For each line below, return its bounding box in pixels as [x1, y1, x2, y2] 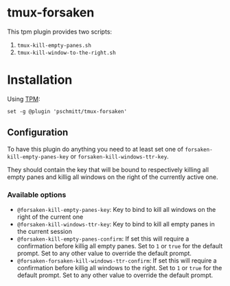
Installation [7, 72, 73, 88]
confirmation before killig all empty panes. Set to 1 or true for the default [16, 241, 223, 250]
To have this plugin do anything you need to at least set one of [7, 145, 184, 153]
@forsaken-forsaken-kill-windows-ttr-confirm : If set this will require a [16, 256, 218, 265]
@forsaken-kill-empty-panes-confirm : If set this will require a [16, 235, 189, 243]
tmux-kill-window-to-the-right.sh [16, 49, 116, 56]
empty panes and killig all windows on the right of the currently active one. [7, 173, 218, 181]
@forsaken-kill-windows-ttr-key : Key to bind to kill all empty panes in [16, 219, 215, 228]
